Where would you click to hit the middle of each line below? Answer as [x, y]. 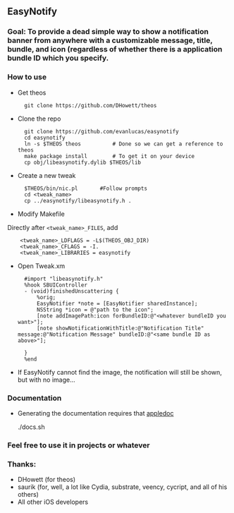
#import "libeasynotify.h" [64, 279]
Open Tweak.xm [41, 266]
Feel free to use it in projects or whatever [79, 445]
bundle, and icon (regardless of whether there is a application [115, 49]
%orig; [46, 297]
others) [28, 495]
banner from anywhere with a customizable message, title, [110, 40]
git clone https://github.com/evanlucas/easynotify [101, 131]
